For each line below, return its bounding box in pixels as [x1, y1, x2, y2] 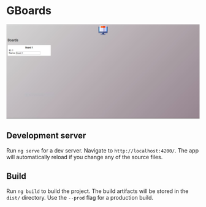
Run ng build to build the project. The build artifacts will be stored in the [6, 187, 189, 195]
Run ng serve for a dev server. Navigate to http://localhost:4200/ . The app [6, 146, 199, 154]
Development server [6, 130, 86, 141]
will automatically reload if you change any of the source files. [6, 153, 163, 160]
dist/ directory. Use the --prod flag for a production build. [6, 194, 153, 201]
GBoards [6, 4, 52, 18]
